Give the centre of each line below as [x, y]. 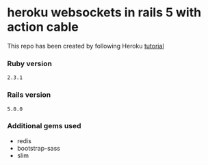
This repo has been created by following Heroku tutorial [86, 46]
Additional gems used [44, 126]
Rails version [29, 95]
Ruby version [30, 63]
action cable [43, 27]
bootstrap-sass [38, 148]
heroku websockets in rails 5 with [104, 13]
